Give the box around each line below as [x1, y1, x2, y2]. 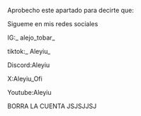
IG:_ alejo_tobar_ [7, 33, 55, 42]
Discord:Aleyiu [7, 61, 50, 69]
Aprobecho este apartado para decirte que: [7, 6, 135, 14]
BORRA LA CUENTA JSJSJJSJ [7, 102, 97, 110]
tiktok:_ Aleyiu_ [7, 47, 51, 55]
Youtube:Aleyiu [7, 88, 52, 96]
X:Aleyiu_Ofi [7, 74, 43, 83]
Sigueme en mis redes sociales [7, 20, 98, 28]
